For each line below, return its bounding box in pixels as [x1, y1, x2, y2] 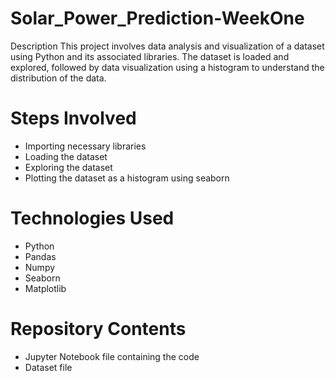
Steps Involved [10, 107, 137, 130]
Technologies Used [10, 207, 175, 230]
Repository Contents [10, 318, 187, 340]
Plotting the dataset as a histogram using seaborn [24, 172, 230, 184]
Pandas [24, 250, 57, 262]
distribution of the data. [10, 72, 107, 84]
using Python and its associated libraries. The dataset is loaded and [10, 50, 290, 62]
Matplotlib [24, 282, 67, 294]
